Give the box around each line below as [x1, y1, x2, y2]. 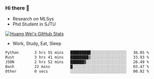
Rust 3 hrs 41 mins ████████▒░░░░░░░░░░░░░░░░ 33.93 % [5, 55, 149, 60]
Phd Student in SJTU [12, 21, 56, 27]
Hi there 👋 [5, 4, 30, 11]
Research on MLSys [12, 16, 54, 22]
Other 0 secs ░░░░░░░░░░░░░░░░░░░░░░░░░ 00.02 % [5, 68, 149, 74]
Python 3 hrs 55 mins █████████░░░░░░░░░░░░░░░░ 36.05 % [5, 50, 149, 55]
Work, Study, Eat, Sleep [12, 40, 62, 46]
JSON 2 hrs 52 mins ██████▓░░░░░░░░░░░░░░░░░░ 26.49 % [5, 59, 149, 64]
